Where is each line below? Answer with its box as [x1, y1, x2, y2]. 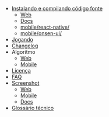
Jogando [11, 36, 33, 43]
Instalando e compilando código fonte [11, 5, 103, 12]
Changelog [11, 42, 38, 49]
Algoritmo [11, 49, 36, 55]
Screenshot [11, 80, 40, 87]
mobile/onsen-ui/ [20, 30, 62, 37]
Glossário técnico [11, 105, 54, 111]
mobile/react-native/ [20, 23, 70, 30]
